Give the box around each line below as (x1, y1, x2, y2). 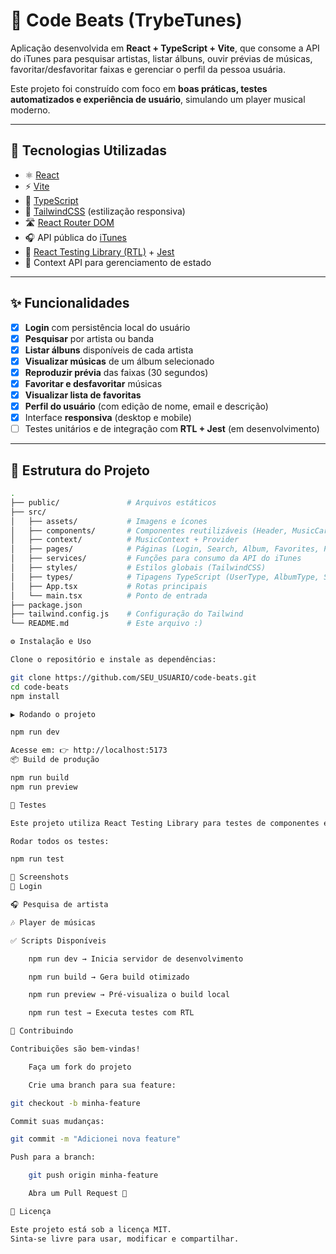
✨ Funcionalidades (10, 295, 130, 312)
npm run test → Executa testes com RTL (28, 1008, 195, 1018)
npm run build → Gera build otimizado (28, 972, 190, 982)
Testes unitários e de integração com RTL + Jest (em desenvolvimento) (24, 423, 320, 435)
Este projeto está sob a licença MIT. (10, 1224, 172, 1234)
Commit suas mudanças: (10, 1116, 105, 1126)
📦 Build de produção (10, 755, 100, 765)
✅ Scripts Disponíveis (10, 935, 107, 946)
